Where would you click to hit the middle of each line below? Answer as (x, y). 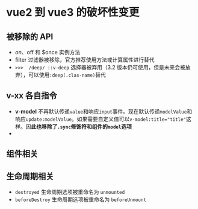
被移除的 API (30, 37)
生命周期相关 (30, 176)
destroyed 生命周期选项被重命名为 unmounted (70, 192)
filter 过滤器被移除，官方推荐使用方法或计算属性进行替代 (85, 60)
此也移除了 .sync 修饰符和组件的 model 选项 (82, 126)
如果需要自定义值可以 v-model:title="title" (131, 119)
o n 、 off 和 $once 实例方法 (48, 52)
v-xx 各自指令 (32, 96)
